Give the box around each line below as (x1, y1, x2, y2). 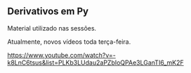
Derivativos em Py (7, 6, 89, 17)
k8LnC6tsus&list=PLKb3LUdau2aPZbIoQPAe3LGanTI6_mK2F (7, 58, 184, 67)
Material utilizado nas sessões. (7, 24, 97, 32)
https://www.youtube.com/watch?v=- (7, 51, 116, 59)
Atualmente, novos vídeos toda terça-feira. (7, 38, 131, 46)
